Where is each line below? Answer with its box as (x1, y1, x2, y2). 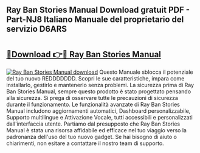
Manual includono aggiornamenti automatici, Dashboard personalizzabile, (6, 107, 191, 115)
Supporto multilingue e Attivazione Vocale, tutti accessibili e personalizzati (6, 114, 193, 121)
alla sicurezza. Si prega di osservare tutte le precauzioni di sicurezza (6, 94, 178, 101)
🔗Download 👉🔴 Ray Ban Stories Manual (6, 49, 161, 60)
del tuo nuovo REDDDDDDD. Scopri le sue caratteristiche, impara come (6, 75, 185, 82)
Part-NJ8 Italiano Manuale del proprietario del (6, 15, 184, 25)
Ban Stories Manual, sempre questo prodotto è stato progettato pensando (6, 88, 191, 95)
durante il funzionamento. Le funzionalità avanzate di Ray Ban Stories (6, 101, 181, 108)
